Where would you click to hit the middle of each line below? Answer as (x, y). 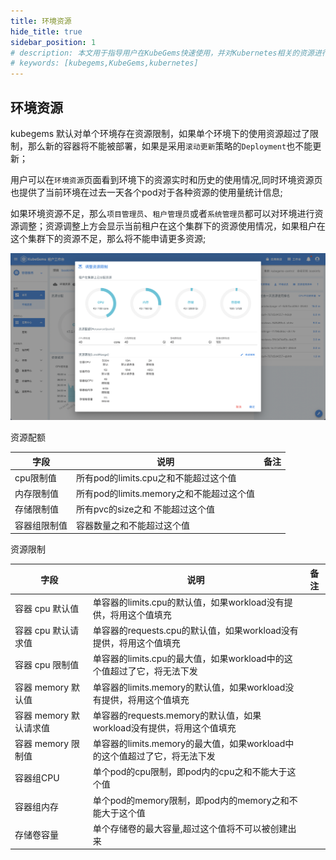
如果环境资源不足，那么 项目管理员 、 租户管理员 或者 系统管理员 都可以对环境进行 (162, 213)
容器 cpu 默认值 (47, 608)
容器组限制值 (41, 525)
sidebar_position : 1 (53, 42)
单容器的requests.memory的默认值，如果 (177, 715)
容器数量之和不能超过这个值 (133, 525)
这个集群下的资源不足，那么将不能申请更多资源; (108, 238)
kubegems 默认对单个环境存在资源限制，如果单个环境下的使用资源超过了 (160, 133)
